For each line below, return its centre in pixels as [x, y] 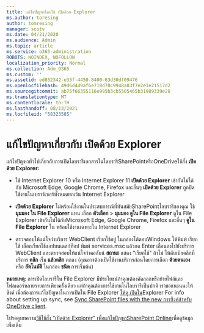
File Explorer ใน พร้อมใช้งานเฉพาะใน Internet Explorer [78, 227]
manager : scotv [26, 29]
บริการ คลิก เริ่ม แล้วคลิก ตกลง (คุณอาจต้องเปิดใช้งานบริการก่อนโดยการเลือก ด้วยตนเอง [103, 260]
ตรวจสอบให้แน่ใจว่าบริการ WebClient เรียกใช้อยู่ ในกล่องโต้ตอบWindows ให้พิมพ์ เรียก [106, 239]
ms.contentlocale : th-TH [38, 102]
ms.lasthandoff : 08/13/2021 [42, 108]
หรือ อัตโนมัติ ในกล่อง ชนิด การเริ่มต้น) [54, 267]
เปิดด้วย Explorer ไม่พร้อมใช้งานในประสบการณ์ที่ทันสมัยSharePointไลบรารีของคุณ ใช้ [105, 206]
